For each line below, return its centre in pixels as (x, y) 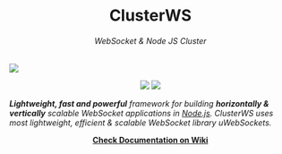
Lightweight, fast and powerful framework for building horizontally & (139, 104)
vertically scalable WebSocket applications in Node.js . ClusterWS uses (141, 114)
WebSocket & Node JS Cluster (150, 40)
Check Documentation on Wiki (150, 141)
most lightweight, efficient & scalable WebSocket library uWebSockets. (141, 123)
